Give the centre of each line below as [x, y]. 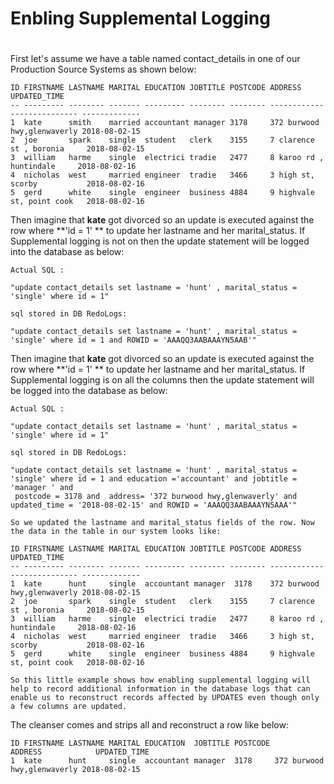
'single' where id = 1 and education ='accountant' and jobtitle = [154, 479]
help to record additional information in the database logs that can [160, 689]
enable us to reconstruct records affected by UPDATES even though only [165, 698]
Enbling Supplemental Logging [140, 18]
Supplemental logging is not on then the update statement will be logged [160, 241]
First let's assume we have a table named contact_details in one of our [155, 59]
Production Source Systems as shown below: [103, 69]
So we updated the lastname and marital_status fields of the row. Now [162, 523]
